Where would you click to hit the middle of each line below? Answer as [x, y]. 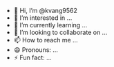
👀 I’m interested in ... [43, 18]
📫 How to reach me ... [46, 40]
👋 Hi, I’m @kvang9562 [45, 11]
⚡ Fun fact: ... [32, 57]
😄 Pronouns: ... [36, 50]
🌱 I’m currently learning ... [50, 25]
